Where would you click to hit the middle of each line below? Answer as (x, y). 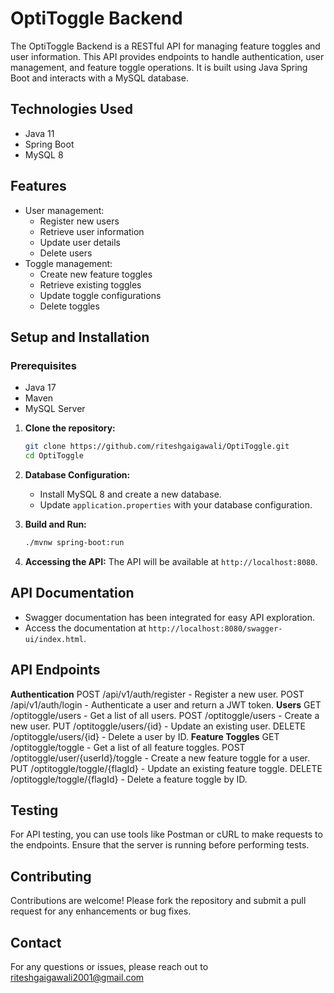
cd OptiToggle (54, 456)
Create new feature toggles (96, 274)
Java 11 (39, 133)
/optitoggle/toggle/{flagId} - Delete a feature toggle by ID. (129, 779)
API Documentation (72, 593)
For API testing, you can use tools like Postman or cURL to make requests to (166, 834)
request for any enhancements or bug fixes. (101, 911)
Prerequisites (43, 365)
